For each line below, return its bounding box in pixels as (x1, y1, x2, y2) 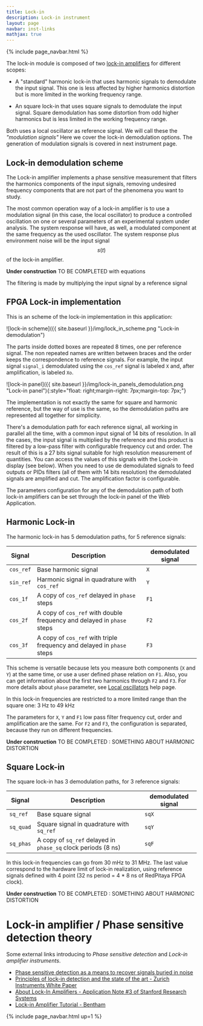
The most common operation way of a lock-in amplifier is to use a (6, 204, 170, 212)
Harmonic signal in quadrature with (37, 575, 137, 584)
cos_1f (9, 595, 28, 602)
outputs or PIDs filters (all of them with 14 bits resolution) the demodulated (6, 468, 192, 476)
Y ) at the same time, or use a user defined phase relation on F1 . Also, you (6, 670, 188, 678)
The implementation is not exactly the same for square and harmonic (6, 398, 178, 406)
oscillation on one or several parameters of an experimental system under (6, 218, 190, 225)
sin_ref (9, 579, 31, 585)
